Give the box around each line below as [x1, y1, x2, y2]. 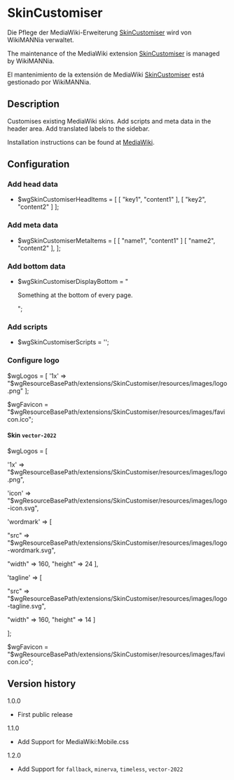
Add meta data [7, 220, 58, 230]
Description [7, 98, 60, 110]
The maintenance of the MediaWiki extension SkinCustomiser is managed [7, 49, 220, 58]
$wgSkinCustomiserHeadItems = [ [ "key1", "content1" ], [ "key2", [17, 195, 207, 204]
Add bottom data [7, 261, 66, 271]
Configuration [7, 158, 70, 170]
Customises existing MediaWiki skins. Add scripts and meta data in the [7, 117, 212, 125]
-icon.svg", [7, 504, 39, 512]
